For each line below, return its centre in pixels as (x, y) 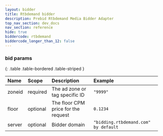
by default (106, 127)
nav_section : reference (29, 28)
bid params (19, 58)
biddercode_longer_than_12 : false (40, 41)
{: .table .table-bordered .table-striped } (45, 69)
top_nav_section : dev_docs (32, 23)
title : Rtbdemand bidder (30, 14)
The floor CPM (68, 103)
